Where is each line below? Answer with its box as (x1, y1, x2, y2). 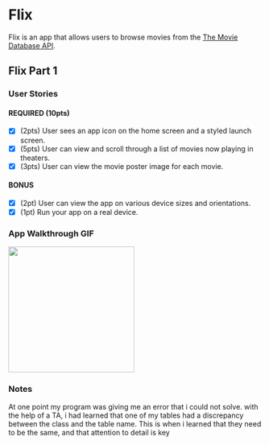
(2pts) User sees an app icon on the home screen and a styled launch (19, 126, 252, 136)
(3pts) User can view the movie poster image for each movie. (19, 161, 224, 171)
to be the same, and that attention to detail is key (8, 427, 171, 437)
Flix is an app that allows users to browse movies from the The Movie (8, 32, 238, 42)
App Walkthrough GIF (8, 228, 94, 239)
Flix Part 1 (8, 64, 58, 78)
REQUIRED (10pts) (8, 108, 70, 117)
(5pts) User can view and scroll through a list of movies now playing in (19, 143, 254, 154)
